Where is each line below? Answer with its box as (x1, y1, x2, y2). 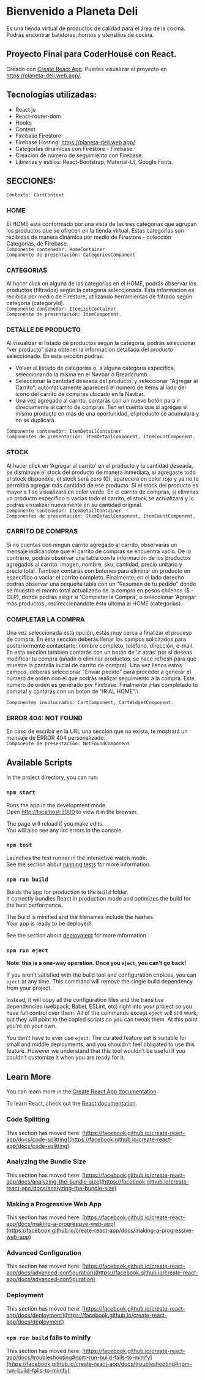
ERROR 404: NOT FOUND (6, 714, 83, 723)
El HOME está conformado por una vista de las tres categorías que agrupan (6, 220, 197, 228)
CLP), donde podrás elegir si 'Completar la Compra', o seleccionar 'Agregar (6, 593, 197, 600)
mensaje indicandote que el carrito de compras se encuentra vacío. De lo (6, 548, 192, 555)
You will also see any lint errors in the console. (6, 826, 124, 834)
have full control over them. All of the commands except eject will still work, (6, 1009, 198, 1017)
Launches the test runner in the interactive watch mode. (6, 854, 148, 861)
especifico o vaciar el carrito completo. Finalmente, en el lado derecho (6, 573, 185, 581)
